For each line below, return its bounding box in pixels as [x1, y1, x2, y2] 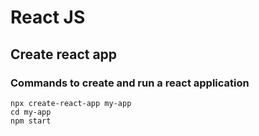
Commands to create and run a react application [10, 76, 250, 90]
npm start [10, 116, 52, 126]
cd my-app [10, 107, 52, 117]
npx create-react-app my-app [10, 98, 132, 108]
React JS [10, 6, 86, 29]
